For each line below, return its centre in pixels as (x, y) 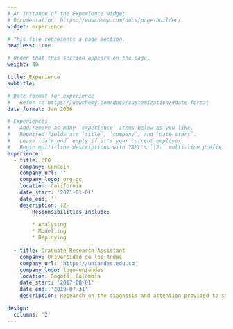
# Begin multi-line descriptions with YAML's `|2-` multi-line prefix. (116, 147)
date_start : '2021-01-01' (57, 192)
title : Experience (34, 77)
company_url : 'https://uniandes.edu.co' (79, 263)
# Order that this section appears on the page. (79, 58)
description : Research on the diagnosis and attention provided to (119, 296)
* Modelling (50, 231)
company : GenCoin (45, 167)
